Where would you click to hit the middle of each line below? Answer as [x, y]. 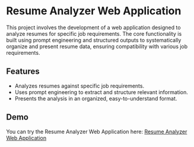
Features [23, 72]
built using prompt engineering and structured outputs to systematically [94, 40]
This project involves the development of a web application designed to [93, 27]
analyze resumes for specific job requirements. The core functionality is [94, 33]
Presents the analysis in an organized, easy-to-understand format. [96, 98]
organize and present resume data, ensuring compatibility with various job [97, 46]
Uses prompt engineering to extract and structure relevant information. [101, 92]
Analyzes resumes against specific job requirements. [79, 86]
